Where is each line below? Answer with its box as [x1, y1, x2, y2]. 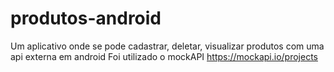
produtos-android [10, 7, 162, 30]
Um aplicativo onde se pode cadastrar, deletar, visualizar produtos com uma [10, 40, 325, 52]
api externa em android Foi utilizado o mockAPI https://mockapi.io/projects [10, 50, 318, 62]
